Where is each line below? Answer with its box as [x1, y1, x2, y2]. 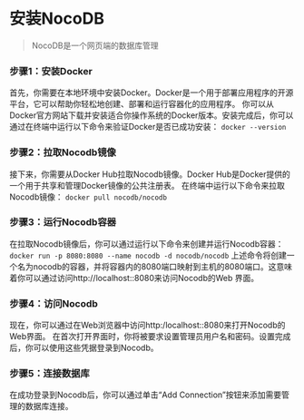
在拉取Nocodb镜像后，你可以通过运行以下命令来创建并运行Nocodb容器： [9, 238, 284, 249]
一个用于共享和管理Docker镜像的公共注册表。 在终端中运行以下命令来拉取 [9, 180, 286, 190]
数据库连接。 [25, 401, 74, 412]
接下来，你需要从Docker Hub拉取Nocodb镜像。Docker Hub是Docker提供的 [9, 169, 290, 180]
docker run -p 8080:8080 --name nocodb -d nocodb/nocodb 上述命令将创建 [9, 249, 288, 260]
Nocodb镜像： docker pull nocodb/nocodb [9, 191, 168, 202]
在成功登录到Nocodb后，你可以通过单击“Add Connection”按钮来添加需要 [9, 389, 282, 400]
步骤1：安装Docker [9, 64, 93, 77]
